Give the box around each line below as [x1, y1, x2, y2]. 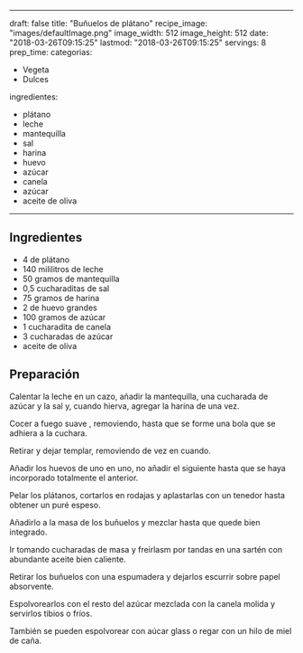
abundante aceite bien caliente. [9, 554, 126, 564]
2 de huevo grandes [22, 302, 97, 313]
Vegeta [22, 64, 50, 75]
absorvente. [9, 581, 54, 591]
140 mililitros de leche [22, 263, 104, 274]
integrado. [9, 526, 48, 537]
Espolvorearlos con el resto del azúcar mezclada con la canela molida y [9, 598, 276, 609]
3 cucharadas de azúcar [22, 331, 114, 342]
